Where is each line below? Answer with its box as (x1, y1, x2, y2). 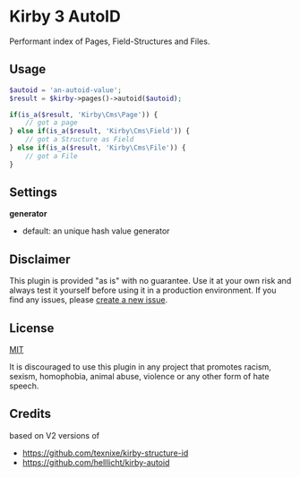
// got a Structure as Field (25, 135, 134, 144)
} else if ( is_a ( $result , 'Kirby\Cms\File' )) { (9, 143, 186, 152)
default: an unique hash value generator (21, 226, 170, 236)
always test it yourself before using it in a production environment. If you (9, 285, 277, 296)
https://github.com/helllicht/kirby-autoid (21, 456, 170, 467)
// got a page (25, 118, 78, 127)
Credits (9, 406, 52, 422)
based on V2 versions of (9, 430, 100, 440)
